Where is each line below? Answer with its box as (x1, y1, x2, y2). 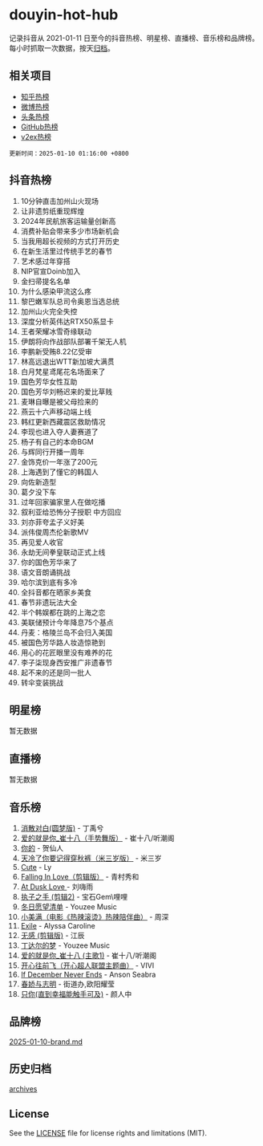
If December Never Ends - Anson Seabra (20, 969, 156, 979)
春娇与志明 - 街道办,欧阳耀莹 (20, 979, 115, 989)
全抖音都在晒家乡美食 (20, 587, 91, 597)
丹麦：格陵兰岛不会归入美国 (20, 628, 113, 637)
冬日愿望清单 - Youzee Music (20, 902, 117, 912)
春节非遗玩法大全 (20, 597, 78, 607)
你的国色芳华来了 (20, 557, 78, 567)
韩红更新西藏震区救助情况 (20, 417, 106, 426)
